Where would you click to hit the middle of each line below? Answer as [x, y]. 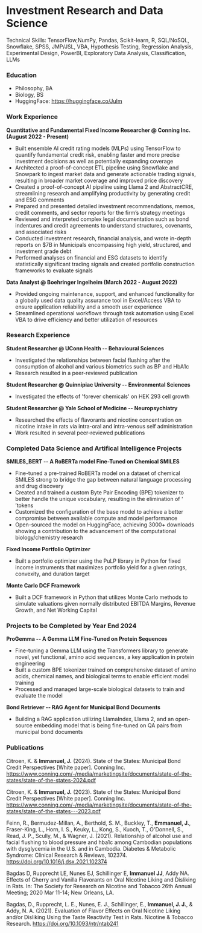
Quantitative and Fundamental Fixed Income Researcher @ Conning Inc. [99, 130]
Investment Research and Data [85, 11]
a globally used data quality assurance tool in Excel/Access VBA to [98, 300]
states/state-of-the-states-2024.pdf [51, 780]
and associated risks [41, 232]
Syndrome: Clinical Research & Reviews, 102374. [67, 855]
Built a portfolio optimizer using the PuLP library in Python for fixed [98, 561]
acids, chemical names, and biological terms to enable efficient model [102, 676]
